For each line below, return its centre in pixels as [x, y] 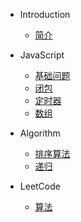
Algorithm [40, 133]
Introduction [45, 14]
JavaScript [42, 55]
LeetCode [40, 186]
